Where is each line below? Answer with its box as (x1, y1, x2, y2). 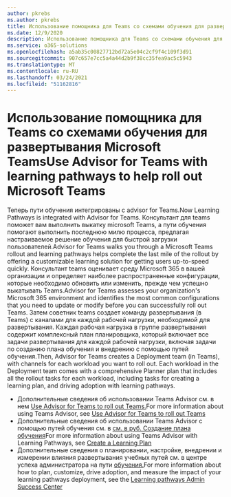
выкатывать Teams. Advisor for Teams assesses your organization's (7, 286, 201, 295)
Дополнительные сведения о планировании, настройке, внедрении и (16, 446, 222, 454)
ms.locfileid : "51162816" (7, 81, 81, 87)
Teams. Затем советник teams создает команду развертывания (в (7, 308, 201, 317)
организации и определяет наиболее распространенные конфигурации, (7, 272, 220, 280)
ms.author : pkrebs (7, 17, 60, 23)
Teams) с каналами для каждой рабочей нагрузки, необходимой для (7, 316, 210, 324)
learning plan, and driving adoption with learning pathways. (7, 381, 175, 390)
